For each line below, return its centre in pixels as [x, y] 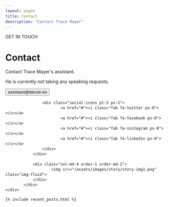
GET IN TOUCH [22, 37]
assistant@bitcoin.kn [28, 92]
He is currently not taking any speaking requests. [57, 81]
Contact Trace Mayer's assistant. [40, 72]
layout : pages [20, 11]
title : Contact [22, 16]
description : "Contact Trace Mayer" [44, 22]
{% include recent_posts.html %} [41, 200]
